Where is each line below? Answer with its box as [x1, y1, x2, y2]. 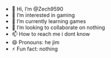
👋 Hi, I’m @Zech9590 [11, 6, 63, 12]
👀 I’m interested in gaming [11, 12, 75, 19]
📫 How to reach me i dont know [11, 31, 90, 37]
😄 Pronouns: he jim [11, 39, 60, 46]
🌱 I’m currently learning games [11, 18, 86, 24]
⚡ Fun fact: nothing [11, 45, 58, 52]
